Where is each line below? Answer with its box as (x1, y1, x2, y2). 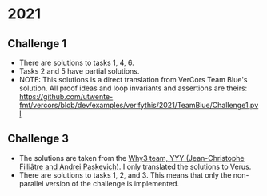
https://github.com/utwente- (18, 92, 114, 101)
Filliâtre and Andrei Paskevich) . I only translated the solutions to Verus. (18, 162, 252, 171)
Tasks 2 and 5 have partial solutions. (18, 66, 140, 76)
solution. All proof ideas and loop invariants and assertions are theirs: (18, 83, 248, 93)
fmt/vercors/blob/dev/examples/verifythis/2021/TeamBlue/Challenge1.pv (18, 101, 259, 110)
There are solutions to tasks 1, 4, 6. (18, 58, 134, 67)
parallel (18, 178, 44, 188)
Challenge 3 (7, 132, 70, 146)
